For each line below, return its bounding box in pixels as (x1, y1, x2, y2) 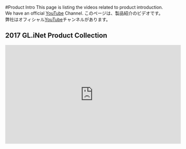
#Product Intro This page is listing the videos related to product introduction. (5, 5, 163, 10)
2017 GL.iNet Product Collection (5, 31, 107, 40)
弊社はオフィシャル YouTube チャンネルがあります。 (5, 17, 111, 22)
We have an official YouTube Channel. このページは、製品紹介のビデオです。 (5, 10, 163, 16)
